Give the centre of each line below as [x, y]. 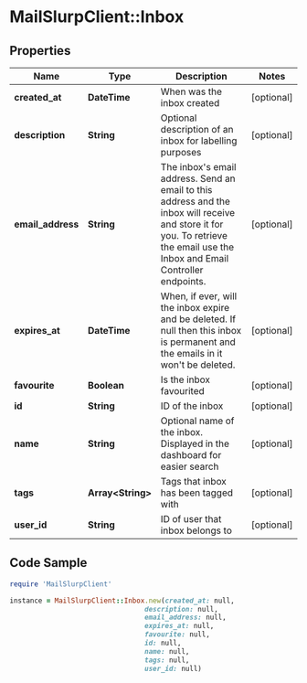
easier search [190, 466]
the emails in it [191, 353]
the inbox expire [195, 308]
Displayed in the [195, 443]
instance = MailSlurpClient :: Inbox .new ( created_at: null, [122, 601]
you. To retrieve [194, 235]
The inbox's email [198, 167]
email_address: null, [185, 618]
